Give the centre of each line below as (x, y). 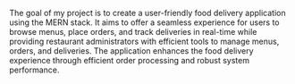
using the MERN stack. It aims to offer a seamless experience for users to (144, 22)
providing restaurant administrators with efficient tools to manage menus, (144, 41)
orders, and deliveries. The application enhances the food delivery (131, 51)
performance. (34, 70)
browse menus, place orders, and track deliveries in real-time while (133, 32)
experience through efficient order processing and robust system (130, 60)
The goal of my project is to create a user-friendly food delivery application (147, 13)
